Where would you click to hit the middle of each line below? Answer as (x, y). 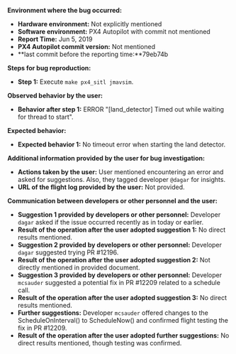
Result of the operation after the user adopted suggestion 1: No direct (122, 230)
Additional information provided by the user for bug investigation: (106, 158)
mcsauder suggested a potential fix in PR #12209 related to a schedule (119, 283)
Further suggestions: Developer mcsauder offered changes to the (113, 313)
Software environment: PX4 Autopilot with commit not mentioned (114, 32)
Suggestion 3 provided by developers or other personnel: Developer (120, 275)
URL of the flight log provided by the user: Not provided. (101, 187)
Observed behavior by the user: (55, 96)
